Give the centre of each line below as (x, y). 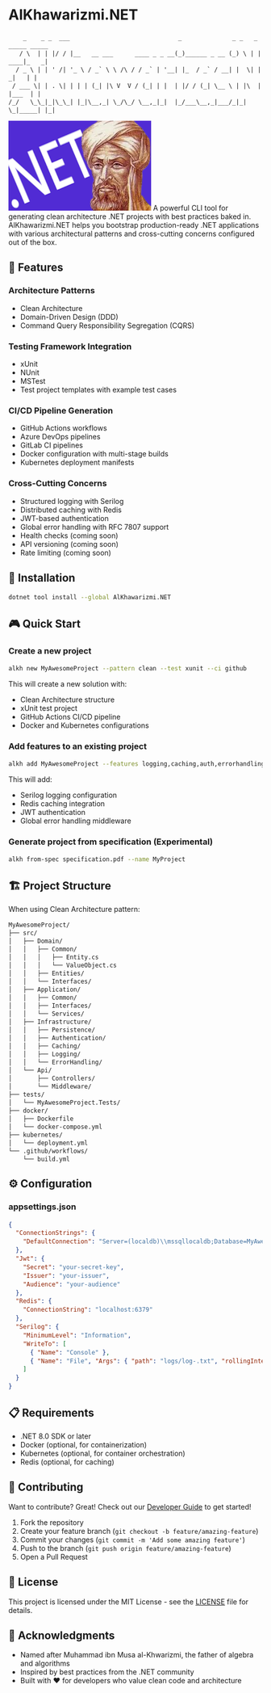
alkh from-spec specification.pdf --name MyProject (97, 859)
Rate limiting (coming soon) (65, 552)
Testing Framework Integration (70, 347)
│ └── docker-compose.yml (56, 1127)
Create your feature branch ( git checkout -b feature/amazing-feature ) (139, 1531)
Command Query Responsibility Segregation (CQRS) (107, 326)
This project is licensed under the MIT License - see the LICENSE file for (128, 1602)
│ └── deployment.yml (48, 1143)
